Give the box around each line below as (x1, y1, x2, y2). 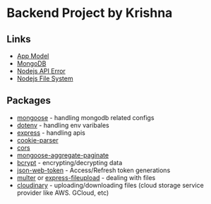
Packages (6, 95, 51, 107)
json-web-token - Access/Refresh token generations (16, 166, 171, 174)
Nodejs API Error (16, 67, 66, 75)
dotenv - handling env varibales (16, 121, 110, 129)
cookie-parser (16, 136, 59, 144)
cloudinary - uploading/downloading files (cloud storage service (16, 181, 204, 189)
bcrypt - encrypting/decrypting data (16, 158, 123, 167)
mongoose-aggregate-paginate (16, 150, 109, 160)
